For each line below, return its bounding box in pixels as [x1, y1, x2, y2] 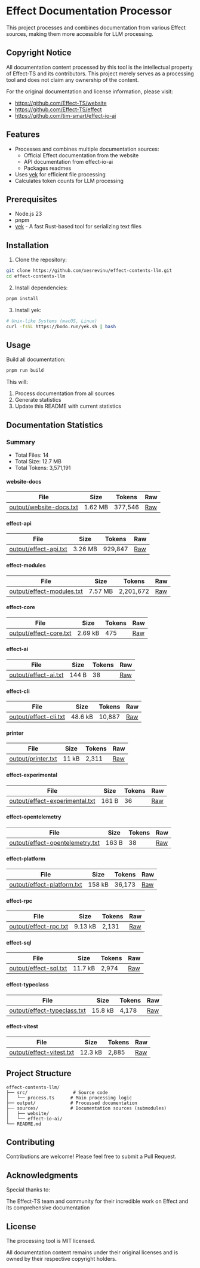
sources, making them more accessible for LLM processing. [6, 30, 153, 37]
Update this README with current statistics [14, 402, 121, 410]
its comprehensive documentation [6, 1204, 90, 1211]
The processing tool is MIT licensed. [6, 1238, 96, 1245]
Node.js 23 [14, 210, 42, 218]
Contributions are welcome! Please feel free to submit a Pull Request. [6, 1153, 177, 1160]
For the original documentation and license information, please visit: [6, 88, 173, 95]
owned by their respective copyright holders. [6, 1255, 117, 1263]
